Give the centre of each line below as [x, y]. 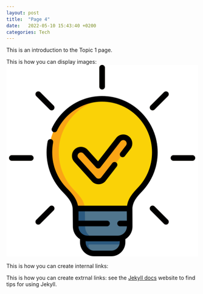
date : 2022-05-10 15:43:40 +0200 [51, 26]
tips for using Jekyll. [32, 284]
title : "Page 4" [28, 19]
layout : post [23, 13]
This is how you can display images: [52, 62]
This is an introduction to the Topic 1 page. [59, 50]
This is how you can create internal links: [57, 266]
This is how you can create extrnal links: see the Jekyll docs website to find [101, 278]
